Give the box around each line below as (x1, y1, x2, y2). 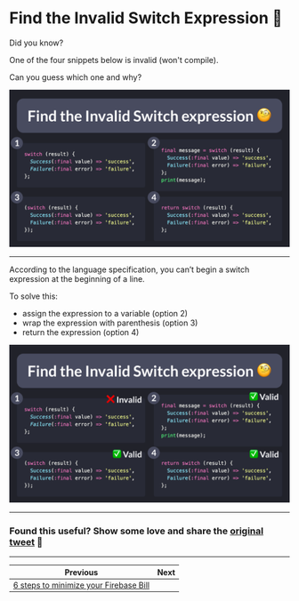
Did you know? (9, 37, 64, 48)
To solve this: (9, 291, 58, 301)
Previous (64, 566, 99, 577)
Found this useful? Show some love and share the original (9, 525, 264, 537)
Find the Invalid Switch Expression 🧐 (9, 8, 283, 28)
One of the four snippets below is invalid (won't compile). (9, 54, 219, 65)
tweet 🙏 (9, 535, 44, 548)
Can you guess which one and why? (9, 71, 142, 83)
